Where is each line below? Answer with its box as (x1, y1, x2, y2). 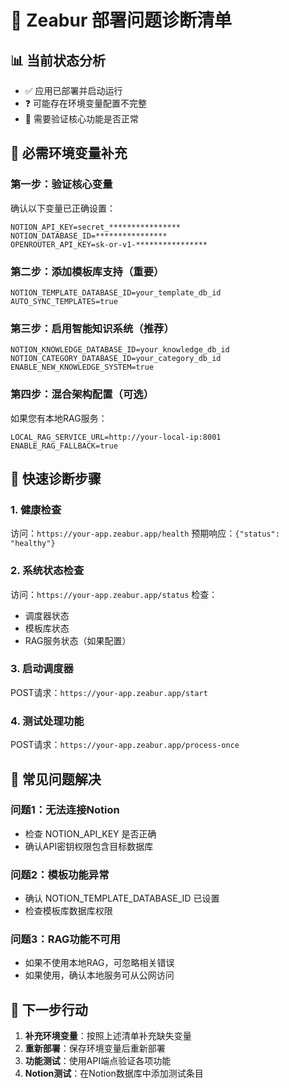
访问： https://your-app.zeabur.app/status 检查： (10, 588, 218, 600)
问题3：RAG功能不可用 (10, 932, 121, 946)
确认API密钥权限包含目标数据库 (24, 840, 154, 852)
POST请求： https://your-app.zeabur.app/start (10, 686, 208, 698)
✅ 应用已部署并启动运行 (24, 85, 123, 96)
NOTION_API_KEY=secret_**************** (10, 222, 182, 232)
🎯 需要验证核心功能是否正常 (24, 113, 139, 125)
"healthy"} (10, 539, 56, 549)
